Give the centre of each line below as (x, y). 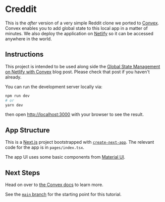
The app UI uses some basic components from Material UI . (65, 157)
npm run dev (17, 96)
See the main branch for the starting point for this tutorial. (63, 194)
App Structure (27, 130)
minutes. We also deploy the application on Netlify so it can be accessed (79, 33)
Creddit (21, 9)
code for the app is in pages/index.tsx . (45, 147)
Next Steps (23, 173)
